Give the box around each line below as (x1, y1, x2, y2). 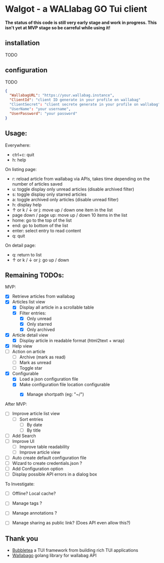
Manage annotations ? (12, 510, 57, 516)
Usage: (5, 129, 28, 138)
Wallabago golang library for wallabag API (12, 553, 97, 559)
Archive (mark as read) (19, 354, 66, 360)
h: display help (12, 202, 42, 208)
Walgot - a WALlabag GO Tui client (5, 3, 147, 15)
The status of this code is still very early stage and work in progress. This (5, 20, 157, 25)
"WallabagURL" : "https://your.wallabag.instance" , (9, 93, 115, 98)
